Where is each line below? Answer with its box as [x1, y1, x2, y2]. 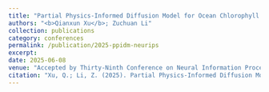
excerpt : [8, 49, 38, 57]
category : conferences [8, 34, 84, 42]
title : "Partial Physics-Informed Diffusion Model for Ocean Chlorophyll [8, 11, 260, 20]
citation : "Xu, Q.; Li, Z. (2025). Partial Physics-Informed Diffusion [8, 71, 252, 79]
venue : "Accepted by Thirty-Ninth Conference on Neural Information [8, 64, 242, 72]
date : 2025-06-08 [8, 57, 66, 65]
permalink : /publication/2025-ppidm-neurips [8, 42, 159, 50]
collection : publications [8, 26, 94, 34]
